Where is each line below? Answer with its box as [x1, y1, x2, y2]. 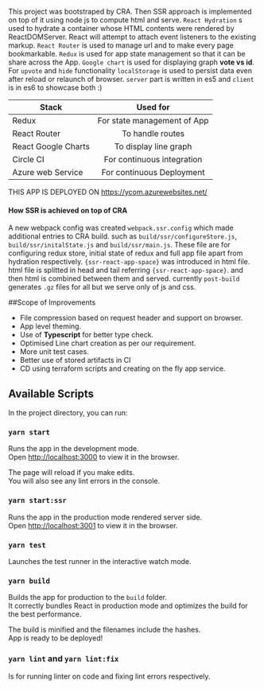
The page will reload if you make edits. [8, 468, 135, 477]
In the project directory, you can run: [8, 408, 128, 418]
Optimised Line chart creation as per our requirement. [19, 338, 196, 348]
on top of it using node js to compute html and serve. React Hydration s [8, 15, 243, 25]
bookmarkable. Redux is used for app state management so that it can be [8, 49, 246, 58]
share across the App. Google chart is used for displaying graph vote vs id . [8, 57, 254, 67]
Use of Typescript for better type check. [19, 330, 153, 340]
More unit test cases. [19, 347, 89, 356]
